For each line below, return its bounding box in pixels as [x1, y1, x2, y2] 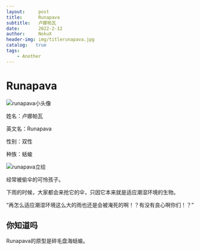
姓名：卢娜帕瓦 [6, 112, 43, 120]
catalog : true [6, 42, 47, 48]
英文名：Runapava [6, 125, 52, 132]
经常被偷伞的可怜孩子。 [6, 176, 64, 183]
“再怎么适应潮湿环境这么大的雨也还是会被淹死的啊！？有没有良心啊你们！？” [6, 201, 194, 208]
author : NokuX [6, 31, 52, 37]
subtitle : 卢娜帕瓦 [6, 20, 57, 26]
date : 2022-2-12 [6, 25, 63, 32]
